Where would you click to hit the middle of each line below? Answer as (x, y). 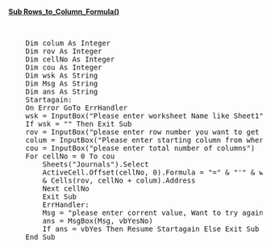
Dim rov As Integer (64, 51)
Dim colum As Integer (68, 43)
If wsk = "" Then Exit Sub (79, 124)
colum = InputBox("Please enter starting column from (134, 140)
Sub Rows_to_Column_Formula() (64, 12)
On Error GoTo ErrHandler (77, 108)
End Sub (40, 237)
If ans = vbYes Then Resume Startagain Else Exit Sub (151, 229)
